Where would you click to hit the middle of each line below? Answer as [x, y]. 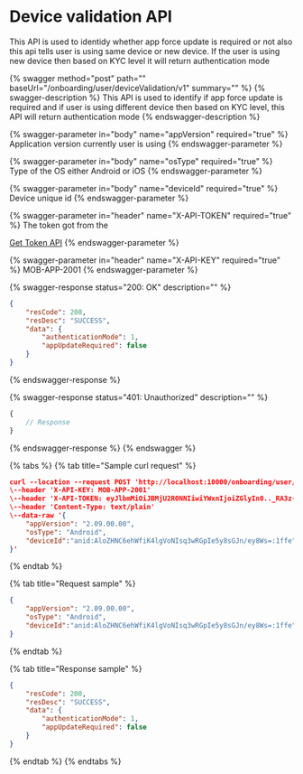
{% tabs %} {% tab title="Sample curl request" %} [103, 465]
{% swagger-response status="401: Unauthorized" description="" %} [139, 397]
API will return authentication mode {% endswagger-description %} [135, 117]
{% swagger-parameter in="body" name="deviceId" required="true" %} [144, 188]
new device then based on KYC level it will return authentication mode [140, 61]
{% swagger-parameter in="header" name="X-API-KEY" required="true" [145, 260]
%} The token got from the [59, 225]
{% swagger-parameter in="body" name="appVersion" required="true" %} [149, 134]
